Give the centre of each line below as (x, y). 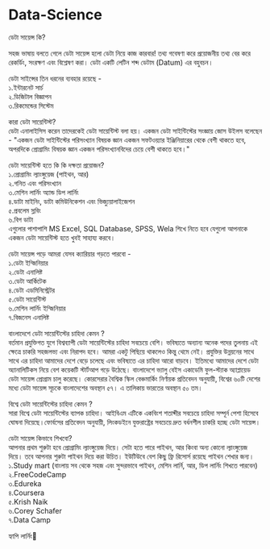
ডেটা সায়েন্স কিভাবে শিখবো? (40, 438)
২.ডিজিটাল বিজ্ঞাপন (30, 96)
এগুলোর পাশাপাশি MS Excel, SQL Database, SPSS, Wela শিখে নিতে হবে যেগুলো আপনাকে (128, 228)
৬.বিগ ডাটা (21, 219)
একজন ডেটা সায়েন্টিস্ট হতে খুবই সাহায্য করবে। (62, 237)
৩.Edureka (25, 483)
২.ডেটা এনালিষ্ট (25, 272)
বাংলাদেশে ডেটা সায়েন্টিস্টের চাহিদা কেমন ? (56, 333)
